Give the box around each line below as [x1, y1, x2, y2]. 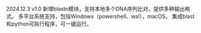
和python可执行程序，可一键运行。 [6, 20, 92, 27]
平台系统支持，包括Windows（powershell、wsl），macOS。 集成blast [23, 13, 195, 20]
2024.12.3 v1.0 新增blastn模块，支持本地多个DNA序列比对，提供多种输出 [6, 5, 185, 12]
